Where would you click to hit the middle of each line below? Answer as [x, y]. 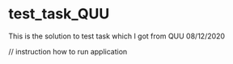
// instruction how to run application [68, 51]
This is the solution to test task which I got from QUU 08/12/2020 [116, 36]
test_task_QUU [59, 14]
